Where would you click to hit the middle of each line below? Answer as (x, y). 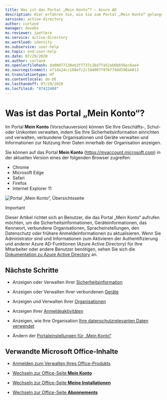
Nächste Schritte (32, 270)
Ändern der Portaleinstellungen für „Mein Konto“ (62, 336)
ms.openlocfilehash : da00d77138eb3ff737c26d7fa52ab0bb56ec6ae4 (72, 65)
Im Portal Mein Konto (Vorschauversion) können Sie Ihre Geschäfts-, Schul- (83, 127)
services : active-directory (34, 19)
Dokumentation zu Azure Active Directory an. (51, 255)
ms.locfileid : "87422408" (32, 88)
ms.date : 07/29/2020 (27, 56)
